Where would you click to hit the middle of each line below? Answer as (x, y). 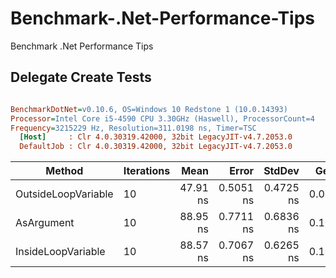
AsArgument (45, 223)
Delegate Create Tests (81, 77)
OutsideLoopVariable (64, 194)
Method (64, 171)
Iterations (147, 171)
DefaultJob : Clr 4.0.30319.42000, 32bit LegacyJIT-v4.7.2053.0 (156, 147)
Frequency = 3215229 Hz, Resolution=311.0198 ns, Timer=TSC (133, 128)
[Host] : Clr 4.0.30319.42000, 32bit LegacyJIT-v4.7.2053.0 (156, 137)
